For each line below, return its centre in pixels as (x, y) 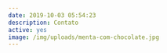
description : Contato (44, 23)
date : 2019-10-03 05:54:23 (52, 15)
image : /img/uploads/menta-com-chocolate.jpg (83, 37)
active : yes (27, 30)
